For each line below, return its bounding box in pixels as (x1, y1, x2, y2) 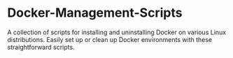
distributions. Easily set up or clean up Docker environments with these (7, 35, 213, 43)
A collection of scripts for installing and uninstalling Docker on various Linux (7, 28, 226, 36)
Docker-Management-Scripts (7, 5, 183, 21)
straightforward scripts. (7, 43, 75, 51)
